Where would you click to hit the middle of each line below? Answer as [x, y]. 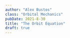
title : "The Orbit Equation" [35, 23]
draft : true [17, 28]
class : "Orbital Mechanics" [34, 14]
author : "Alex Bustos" [29, 10]
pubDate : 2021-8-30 [25, 19]
